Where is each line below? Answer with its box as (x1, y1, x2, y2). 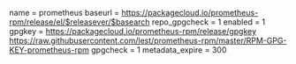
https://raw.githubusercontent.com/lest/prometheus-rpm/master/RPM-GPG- (9, 35, 287, 46)
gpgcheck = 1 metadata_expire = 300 (91, 45, 227, 55)
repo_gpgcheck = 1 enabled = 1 (151, 17, 266, 27)
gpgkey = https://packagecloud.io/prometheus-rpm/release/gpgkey (9, 26, 257, 36)
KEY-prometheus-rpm (9, 45, 90, 55)
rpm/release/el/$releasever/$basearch (9, 17, 150, 27)
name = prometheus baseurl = (9, 8, 120, 18)
